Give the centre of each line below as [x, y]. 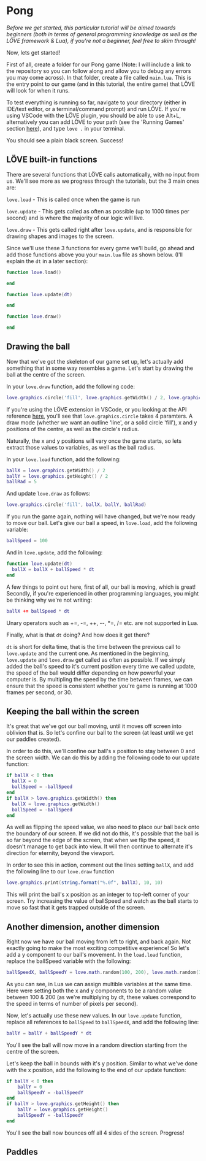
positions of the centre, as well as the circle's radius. [73, 429]
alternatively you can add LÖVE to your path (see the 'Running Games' [95, 122]
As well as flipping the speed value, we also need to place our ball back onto [103, 827]
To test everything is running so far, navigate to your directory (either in [97, 102]
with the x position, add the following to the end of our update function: [96, 1070]
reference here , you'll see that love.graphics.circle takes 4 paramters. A [100, 416]
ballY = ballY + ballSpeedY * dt [49, 1033]
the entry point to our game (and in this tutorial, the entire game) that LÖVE [101, 84]
